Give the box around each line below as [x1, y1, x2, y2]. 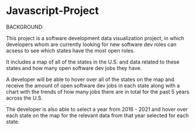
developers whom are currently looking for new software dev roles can [6, 41, 177, 48]
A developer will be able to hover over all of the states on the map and [6, 76, 175, 83]
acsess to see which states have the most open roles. [6, 47, 135, 54]
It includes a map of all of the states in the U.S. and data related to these [6, 58, 180, 65]
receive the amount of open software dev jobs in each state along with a [6, 82, 180, 89]
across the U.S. [6, 94, 43, 101]
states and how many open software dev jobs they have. [6, 64, 142, 71]
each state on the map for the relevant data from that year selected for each [6, 112, 189, 119]
